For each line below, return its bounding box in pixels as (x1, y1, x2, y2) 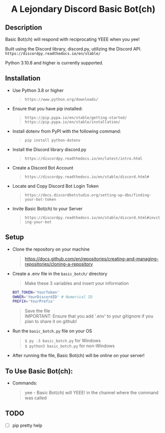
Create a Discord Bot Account (12, 164, 73, 170)
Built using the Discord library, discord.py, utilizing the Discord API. (5, 46, 142, 52)
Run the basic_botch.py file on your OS (12, 328, 93, 334)
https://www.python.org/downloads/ (24, 97, 98, 102)
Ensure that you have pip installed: (12, 106, 83, 111)
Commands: (12, 380, 38, 386)
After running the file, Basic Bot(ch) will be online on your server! (12, 353, 145, 359)
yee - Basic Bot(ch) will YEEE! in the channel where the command (24, 390, 159, 396)
